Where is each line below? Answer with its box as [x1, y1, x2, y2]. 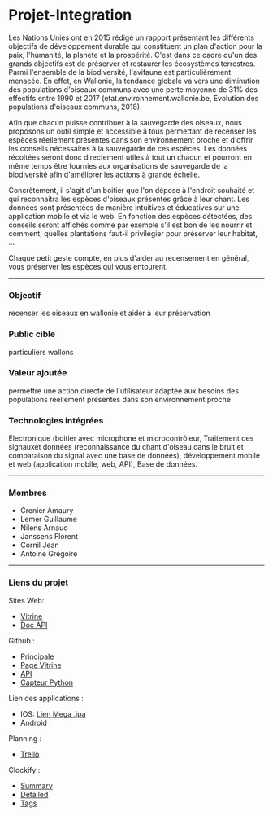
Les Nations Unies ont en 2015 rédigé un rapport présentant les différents [8, 33, 254, 42]
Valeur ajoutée [8, 367, 67, 379]
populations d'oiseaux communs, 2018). [8, 102, 142, 112]
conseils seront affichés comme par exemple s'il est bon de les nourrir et [8, 220, 253, 230]
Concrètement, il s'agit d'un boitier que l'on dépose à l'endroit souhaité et [8, 185, 255, 195]
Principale [19, 651, 54, 661]
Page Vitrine [19, 660, 63, 669]
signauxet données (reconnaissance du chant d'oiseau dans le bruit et [8, 442, 244, 452]
